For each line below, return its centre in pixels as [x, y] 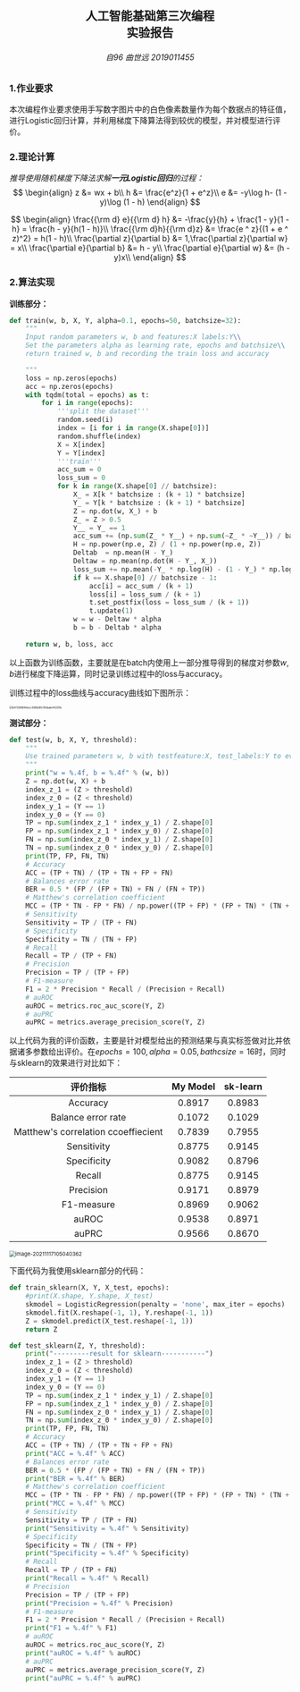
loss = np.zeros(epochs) [71, 378]
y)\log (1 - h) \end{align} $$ [150, 202]
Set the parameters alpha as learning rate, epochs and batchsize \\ [155, 346]
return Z [42, 1329]
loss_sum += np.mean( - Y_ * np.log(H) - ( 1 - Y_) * [169, 569]
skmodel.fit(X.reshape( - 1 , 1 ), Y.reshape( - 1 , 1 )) [120, 1313]
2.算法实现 [32, 283]
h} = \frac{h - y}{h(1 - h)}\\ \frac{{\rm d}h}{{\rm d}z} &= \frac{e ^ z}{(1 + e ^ [150, 229]
